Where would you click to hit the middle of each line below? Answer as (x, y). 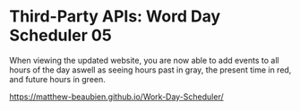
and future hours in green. (57, 79)
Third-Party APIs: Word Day (115, 17)
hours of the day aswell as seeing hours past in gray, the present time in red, (150, 70)
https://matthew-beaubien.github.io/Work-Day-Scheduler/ (116, 97)
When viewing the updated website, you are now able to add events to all (144, 60)
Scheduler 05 (60, 35)
